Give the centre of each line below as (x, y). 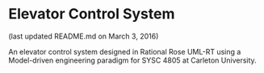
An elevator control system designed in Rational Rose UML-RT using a (125, 51)
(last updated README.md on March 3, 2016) (84, 36)
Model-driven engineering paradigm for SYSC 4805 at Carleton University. (132, 60)
